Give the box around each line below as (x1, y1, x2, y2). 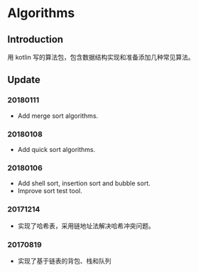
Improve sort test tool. (17, 187, 83, 195)
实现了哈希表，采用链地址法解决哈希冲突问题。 (17, 222, 155, 230)
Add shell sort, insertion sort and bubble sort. (17, 179, 150, 187)
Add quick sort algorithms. (17, 145, 96, 153)
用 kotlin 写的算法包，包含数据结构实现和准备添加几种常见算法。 (7, 53, 195, 61)
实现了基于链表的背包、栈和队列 (17, 256, 111, 265)
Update (7, 74, 41, 86)
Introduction (7, 33, 64, 45)
